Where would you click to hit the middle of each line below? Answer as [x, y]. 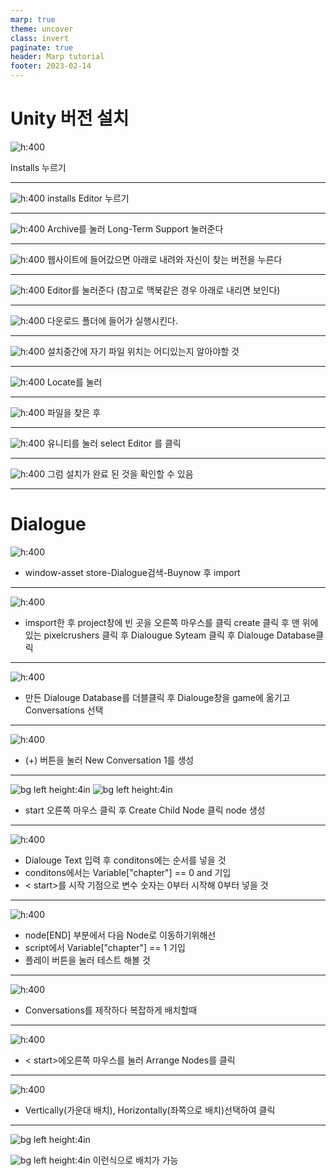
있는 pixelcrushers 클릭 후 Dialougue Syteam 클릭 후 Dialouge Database [170, 635]
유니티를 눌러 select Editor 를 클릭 [114, 443]
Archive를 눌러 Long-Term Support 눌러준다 [135, 228]
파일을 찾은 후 [74, 412]
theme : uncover [42, 29]
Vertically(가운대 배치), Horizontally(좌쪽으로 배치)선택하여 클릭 [150, 1110]
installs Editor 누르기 [88, 198]
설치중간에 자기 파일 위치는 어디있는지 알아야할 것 [143, 351]
